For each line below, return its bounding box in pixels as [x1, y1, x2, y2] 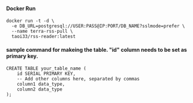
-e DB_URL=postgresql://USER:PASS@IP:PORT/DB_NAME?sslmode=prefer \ [11, 23, 185, 29]
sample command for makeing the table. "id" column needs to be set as [6, 46, 188, 53]
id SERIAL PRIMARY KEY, [17, 71, 76, 77]
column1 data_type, [17, 81, 66, 88]
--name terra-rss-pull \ [11, 29, 73, 35]
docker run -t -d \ [6, 18, 55, 24]
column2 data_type [17, 86, 63, 92]
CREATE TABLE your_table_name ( [6, 65, 86, 71]
